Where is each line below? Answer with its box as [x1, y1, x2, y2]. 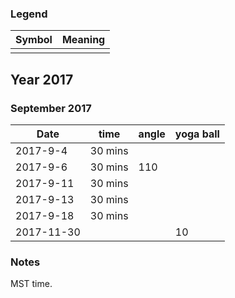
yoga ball [174, 127, 220, 141]
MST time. [10, 278, 53, 290]
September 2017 [10, 101, 92, 115]
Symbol [15, 33, 53, 47]
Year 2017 [10, 71, 74, 88]
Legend [10, 7, 48, 21]
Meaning [61, 33, 106, 47]
